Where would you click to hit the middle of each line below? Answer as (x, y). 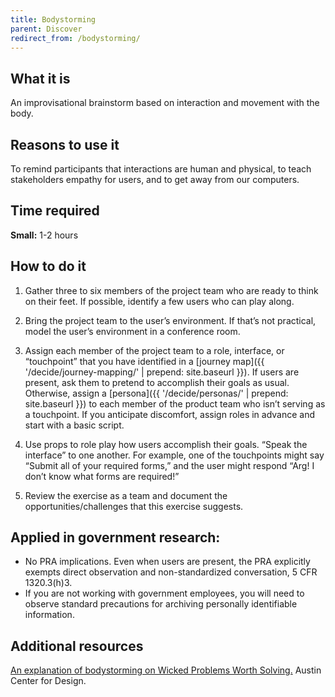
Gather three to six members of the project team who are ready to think (171, 290)
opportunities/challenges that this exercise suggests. (134, 506)
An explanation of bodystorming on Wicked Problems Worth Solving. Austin (166, 670)
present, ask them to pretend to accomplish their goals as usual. (157, 382)
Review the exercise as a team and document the (126, 495)
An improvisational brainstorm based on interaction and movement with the (165, 103)
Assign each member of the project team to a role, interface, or (154, 350)
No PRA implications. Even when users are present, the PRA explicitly (167, 562)
